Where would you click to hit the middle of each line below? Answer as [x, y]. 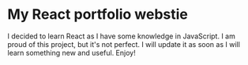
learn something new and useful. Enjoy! [71, 52]
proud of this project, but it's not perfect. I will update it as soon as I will [124, 44]
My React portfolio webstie [98, 14]
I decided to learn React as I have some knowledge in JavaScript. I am [122, 36]
